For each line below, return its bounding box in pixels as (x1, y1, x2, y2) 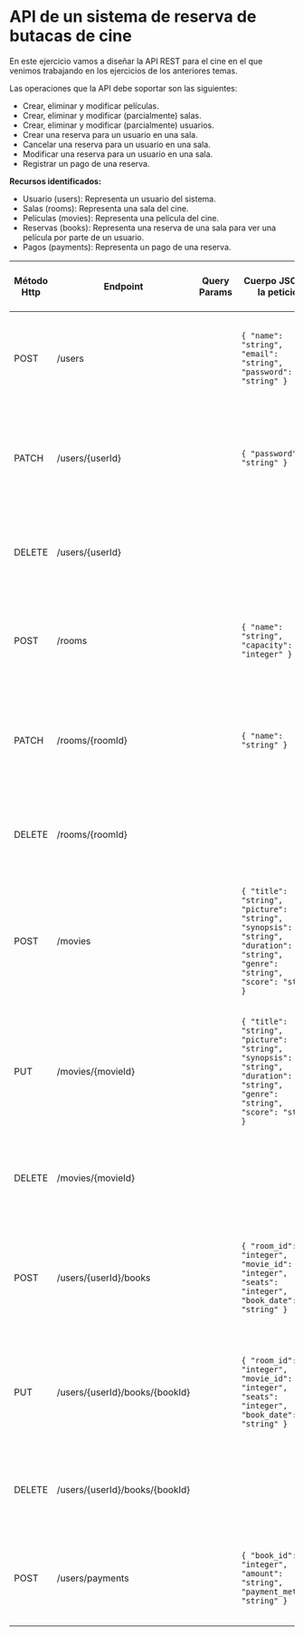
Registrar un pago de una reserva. (22, 158, 150, 169)
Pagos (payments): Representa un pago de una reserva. (22, 241, 232, 252)
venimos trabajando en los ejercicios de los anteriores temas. (9, 65, 238, 76)
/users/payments (56, 1572, 129, 1584)
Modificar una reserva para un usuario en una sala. (22, 148, 214, 160)
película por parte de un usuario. (22, 231, 145, 242)
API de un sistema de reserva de (9, 6, 257, 27)
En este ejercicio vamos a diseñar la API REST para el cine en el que (9, 55, 263, 66)
